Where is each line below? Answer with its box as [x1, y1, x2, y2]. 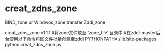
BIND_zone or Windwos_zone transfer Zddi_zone [5, 19, 106, 25]
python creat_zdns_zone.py [5, 41, 62, 47]
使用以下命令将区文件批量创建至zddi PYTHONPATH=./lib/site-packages [9, 36, 157, 42]
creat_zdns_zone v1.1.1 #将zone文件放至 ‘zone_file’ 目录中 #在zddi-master [5, 29, 156, 35]
